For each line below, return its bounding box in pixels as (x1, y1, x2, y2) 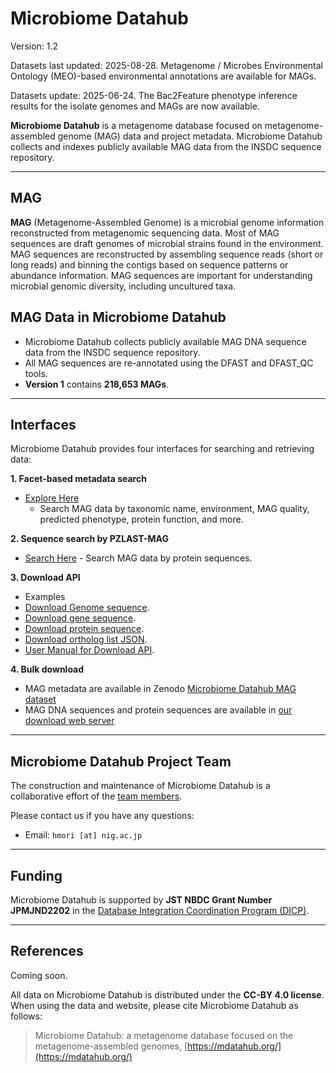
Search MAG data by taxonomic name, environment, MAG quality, (39, 503, 310, 515)
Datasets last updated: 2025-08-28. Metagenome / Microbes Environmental (10, 59, 324, 71)
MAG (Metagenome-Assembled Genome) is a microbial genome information (10, 216, 325, 228)
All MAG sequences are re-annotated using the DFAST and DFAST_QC (24, 357, 314, 369)
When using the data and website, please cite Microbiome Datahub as (10, 999, 299, 1011)
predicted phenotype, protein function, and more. (39, 513, 244, 526)
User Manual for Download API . (24, 644, 155, 656)
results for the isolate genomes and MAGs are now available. (10, 100, 260, 112)
